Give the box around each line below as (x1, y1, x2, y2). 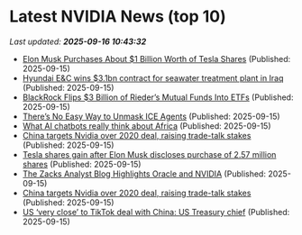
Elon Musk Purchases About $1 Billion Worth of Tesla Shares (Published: (22, 53, 291, 64)
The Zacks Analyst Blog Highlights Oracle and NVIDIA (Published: (22, 168, 266, 179)
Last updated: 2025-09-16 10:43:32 (9, 36, 147, 47)
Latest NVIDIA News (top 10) (9, 6, 227, 27)
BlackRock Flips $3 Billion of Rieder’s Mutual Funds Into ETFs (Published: (22, 92, 294, 103)
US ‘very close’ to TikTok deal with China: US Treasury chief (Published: (22, 206, 290, 217)
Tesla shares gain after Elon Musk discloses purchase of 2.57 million (22, 149, 277, 159)
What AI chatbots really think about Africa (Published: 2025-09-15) (22, 120, 272, 131)
